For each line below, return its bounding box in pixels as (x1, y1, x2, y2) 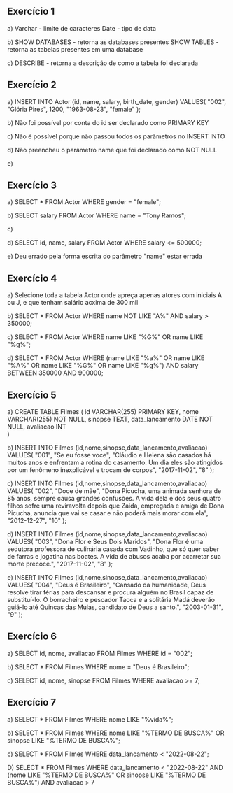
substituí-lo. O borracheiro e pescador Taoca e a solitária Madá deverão (7, 596, 216, 604)
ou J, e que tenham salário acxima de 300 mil (7, 299, 139, 307)
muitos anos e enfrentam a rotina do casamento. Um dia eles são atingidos (7, 458, 223, 467)
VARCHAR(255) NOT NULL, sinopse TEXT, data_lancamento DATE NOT (7, 415, 213, 424)
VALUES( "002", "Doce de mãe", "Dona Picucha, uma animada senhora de (7, 487, 222, 495)
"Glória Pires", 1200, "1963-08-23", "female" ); (7, 105, 141, 113)
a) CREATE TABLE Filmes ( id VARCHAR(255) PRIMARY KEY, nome (7, 408, 199, 416)
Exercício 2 (7, 79, 57, 91)
